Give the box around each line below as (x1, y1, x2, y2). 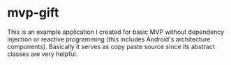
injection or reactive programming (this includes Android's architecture (7, 35, 211, 43)
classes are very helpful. (7, 50, 78, 58)
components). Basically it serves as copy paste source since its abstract (7, 42, 215, 50)
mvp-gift (7, 5, 59, 21)
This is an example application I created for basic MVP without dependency (7, 28, 225, 36)
